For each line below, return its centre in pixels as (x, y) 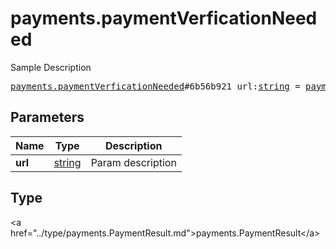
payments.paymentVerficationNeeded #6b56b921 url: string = (155, 86)
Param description (133, 162)
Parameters (47, 117)
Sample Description (51, 67)
